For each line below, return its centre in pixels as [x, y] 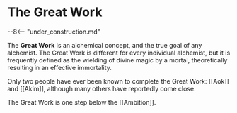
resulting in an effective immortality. [59, 67]
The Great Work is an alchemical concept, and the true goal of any [105, 45]
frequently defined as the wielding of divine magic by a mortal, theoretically [117, 60]
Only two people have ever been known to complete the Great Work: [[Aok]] [118, 81]
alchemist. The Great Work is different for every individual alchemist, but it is [119, 53]
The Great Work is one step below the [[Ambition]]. [82, 102]
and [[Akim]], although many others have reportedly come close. [102, 88]
